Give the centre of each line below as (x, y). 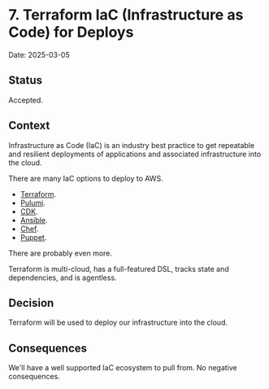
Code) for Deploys (71, 32)
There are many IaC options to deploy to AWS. (86, 178)
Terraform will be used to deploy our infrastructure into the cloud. (118, 322)
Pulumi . (33, 203)
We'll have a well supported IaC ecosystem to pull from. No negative (123, 368)
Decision (31, 303)
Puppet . (33, 237)
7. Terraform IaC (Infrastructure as (126, 15)
